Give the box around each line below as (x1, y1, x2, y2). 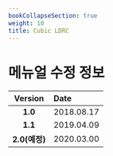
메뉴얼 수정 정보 (8, 63, 105, 82)
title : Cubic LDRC (8, 26, 69, 34)
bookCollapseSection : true (8, 11, 98, 20)
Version (14, 93, 45, 104)
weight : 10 (8, 19, 45, 27)
